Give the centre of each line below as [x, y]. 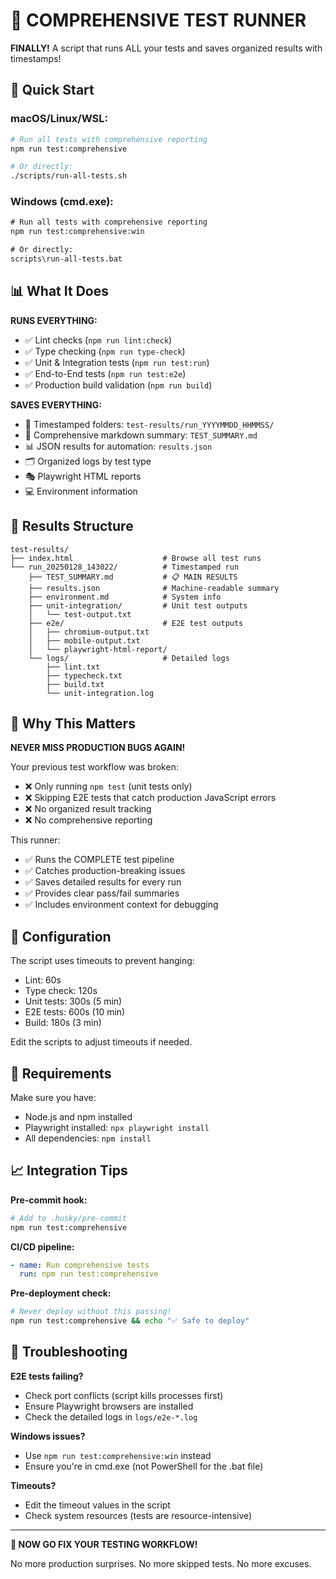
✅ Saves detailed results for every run [103, 882]
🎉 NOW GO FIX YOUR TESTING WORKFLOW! [104, 1544]
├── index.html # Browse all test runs [136, 558]
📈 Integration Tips [69, 1170]
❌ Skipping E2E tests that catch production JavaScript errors [150, 798]
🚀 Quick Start [52, 90]
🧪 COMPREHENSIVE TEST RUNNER [158, 20]
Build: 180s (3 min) [63, 1023]
